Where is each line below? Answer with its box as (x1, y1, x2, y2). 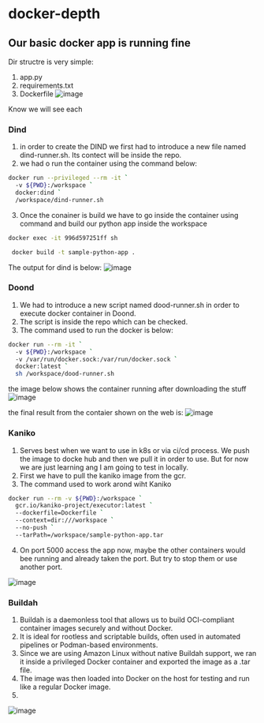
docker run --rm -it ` (8, 340, 83, 348)
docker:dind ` (15, 189, 61, 197)
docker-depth (8, 5, 101, 23)
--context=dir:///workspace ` (15, 516, 114, 525)
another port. (19, 562, 63, 571)
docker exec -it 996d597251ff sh (8, 234, 118, 242)
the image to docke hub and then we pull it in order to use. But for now (19, 454, 249, 463)
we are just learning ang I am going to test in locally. (19, 463, 189, 472)
